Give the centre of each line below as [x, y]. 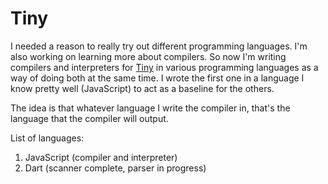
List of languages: [47, 138]
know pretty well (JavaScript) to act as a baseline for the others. [142, 88]
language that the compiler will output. [89, 118]
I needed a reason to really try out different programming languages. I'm [159, 46]
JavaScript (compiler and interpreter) [101, 157]
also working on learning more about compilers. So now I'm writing [148, 56]
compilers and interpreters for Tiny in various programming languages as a [164, 67]
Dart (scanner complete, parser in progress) [115, 168]
